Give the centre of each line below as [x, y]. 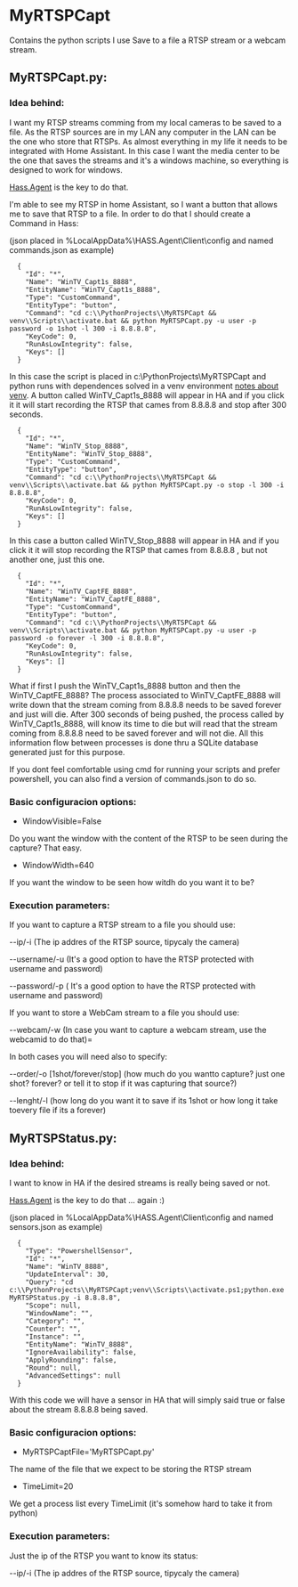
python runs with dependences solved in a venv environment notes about [144, 386]
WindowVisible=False [62, 821]
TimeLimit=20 [48, 1486]
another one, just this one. [57, 559]
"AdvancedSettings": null [73, 1375]
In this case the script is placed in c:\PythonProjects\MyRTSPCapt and [138, 376]
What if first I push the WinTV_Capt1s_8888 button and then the [125, 686]
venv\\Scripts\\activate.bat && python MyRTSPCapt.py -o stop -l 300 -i [147, 485]
